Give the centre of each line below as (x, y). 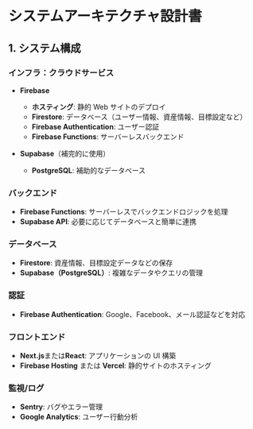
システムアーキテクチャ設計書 (105, 16)
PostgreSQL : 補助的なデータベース (88, 170)
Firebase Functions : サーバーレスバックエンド (108, 137)
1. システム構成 (45, 48)
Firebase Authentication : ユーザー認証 (95, 126)
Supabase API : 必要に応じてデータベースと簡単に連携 (108, 222)
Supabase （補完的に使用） (65, 153)
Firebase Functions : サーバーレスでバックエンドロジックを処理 (124, 212)
